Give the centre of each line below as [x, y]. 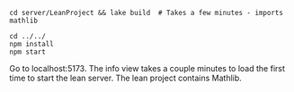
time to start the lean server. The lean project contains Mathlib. [126, 78]
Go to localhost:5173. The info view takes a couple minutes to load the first [147, 68]
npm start [28, 52]
